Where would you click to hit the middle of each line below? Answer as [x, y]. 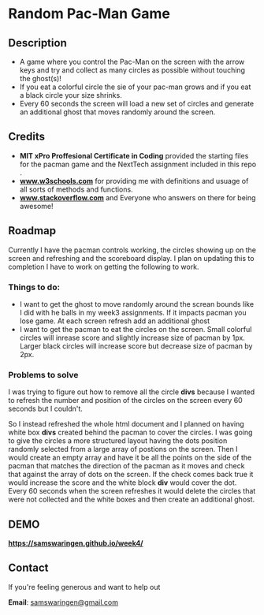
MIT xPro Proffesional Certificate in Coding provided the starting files [134, 155]
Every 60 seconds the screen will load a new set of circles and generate [137, 104]
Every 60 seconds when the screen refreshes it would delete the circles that [132, 491]
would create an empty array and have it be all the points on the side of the [130, 457]
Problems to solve [43, 375]
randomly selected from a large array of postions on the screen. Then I [123, 449]
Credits [27, 137]
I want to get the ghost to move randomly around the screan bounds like [137, 304]
